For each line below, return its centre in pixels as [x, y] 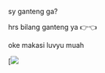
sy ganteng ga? [33, 11]
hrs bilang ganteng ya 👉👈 [52, 27]
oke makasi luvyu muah [46, 45]
